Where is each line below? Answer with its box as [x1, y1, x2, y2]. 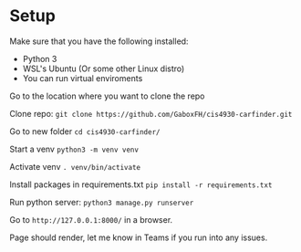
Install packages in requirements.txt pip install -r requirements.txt [9, 179, 273, 190]
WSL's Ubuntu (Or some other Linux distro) [22, 63, 185, 74]
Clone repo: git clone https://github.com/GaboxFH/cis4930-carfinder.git [9, 108, 293, 119]
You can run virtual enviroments [22, 72, 143, 83]
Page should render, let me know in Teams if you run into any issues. [9, 232, 268, 243]
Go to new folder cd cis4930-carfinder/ [9, 125, 161, 137]
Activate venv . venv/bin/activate [9, 161, 141, 172]
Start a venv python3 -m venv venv [9, 143, 140, 154]
